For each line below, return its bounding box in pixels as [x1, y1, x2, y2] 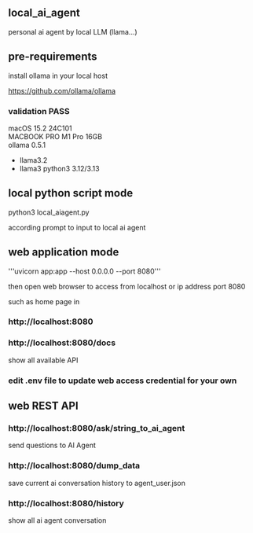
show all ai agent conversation [8, 515, 107, 525]
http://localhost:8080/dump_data [8, 460, 141, 471]
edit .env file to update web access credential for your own [8, 375, 237, 386]
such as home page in [8, 296, 80, 306]
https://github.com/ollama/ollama [8, 86, 116, 95]
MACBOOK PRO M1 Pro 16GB [8, 131, 103, 141]
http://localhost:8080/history [8, 498, 124, 509]
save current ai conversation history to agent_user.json [8, 478, 186, 487]
